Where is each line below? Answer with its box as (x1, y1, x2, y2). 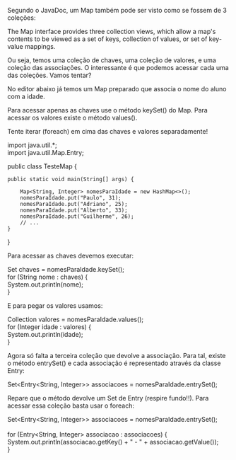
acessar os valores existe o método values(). (7, 113, 138, 122)
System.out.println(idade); (7, 330, 83, 338)
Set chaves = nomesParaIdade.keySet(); (7, 265, 125, 273)
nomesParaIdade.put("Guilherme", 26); (20, 213, 134, 220)
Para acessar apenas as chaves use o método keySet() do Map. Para (7, 106, 208, 114)
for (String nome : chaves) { (7, 272, 88, 281)
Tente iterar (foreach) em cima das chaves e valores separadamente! (7, 127, 208, 135)
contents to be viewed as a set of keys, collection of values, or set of (7, 35, 208, 43)
